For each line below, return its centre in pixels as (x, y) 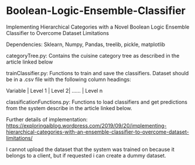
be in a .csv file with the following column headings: (69, 79)
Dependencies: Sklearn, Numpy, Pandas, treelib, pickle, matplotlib (86, 44)
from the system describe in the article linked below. (69, 108)
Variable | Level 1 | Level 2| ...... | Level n (54, 90)
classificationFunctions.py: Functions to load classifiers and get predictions (97, 102)
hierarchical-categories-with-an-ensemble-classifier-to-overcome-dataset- (97, 132)
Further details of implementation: (47, 119)
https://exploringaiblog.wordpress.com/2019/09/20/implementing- (86, 125)
